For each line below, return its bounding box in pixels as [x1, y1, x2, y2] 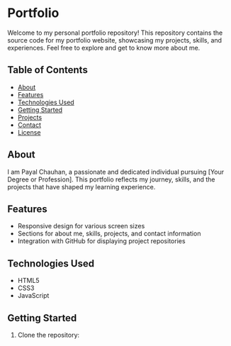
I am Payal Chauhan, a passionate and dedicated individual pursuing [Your [7, 167, 225, 176]
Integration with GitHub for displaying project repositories [17, 237, 186, 245]
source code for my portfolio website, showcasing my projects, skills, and [7, 35, 222, 44]
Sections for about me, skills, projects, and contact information [17, 229, 201, 238]
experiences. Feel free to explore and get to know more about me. [7, 43, 201, 52]
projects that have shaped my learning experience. [7, 182, 156, 191]
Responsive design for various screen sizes [17, 222, 145, 230]
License [17, 128, 41, 136]
